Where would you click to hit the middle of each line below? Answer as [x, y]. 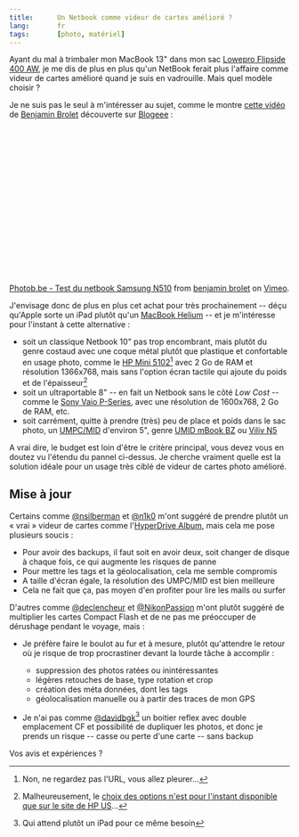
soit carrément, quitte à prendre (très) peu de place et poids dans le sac [154, 421]
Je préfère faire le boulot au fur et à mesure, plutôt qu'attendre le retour [154, 644]
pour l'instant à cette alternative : [70, 324]
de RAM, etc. [46, 411]
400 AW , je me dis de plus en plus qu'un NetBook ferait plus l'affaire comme [149, 69]
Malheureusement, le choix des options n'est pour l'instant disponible [149, 796]
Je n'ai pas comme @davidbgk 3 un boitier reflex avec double [134, 717]
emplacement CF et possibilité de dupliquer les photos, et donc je [142, 726]
